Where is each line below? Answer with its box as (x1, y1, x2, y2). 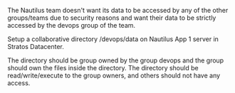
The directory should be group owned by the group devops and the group (7, 56, 224, 65)
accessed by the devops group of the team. (7, 21, 136, 29)
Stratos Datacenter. (7, 43, 64, 50)
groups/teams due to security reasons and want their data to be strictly (7, 13, 216, 22)
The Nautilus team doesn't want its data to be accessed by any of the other (7, 6, 229, 14)
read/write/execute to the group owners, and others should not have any (7, 71, 221, 80)
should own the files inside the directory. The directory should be (7, 64, 199, 72)
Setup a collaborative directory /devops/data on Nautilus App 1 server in (7, 35, 219, 43)
